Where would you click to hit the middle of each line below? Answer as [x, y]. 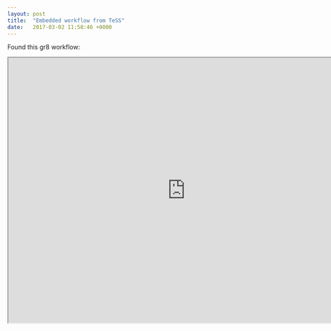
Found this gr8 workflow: [44, 47]
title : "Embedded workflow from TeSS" [66, 21]
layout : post [27, 14]
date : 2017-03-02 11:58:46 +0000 [60, 27]
